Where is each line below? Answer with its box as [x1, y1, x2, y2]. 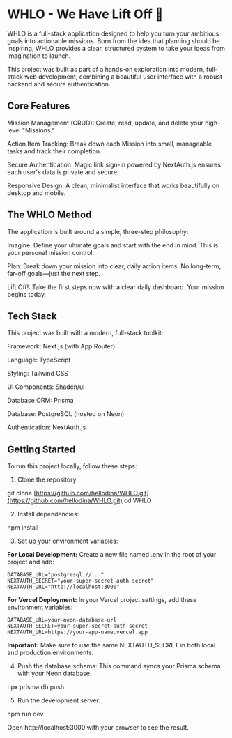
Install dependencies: [17, 510, 79, 518]
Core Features [7, 100, 70, 112]
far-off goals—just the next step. [7, 269, 101, 277]
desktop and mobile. [7, 188, 66, 197]
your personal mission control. [7, 248, 95, 256]
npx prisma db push [7, 683, 65, 691]
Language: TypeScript [7, 355, 71, 364]
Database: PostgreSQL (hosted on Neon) [7, 410, 125, 418]
